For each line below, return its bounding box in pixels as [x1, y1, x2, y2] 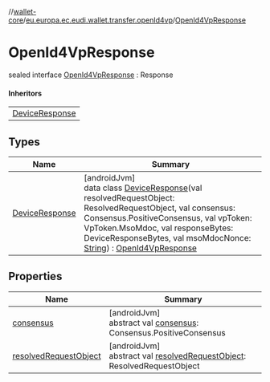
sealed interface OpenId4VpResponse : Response [8, 70, 174, 79]
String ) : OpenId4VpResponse [84, 242, 197, 254]
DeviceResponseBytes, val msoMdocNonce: [84, 232, 252, 243]
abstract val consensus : [108, 317, 199, 328]
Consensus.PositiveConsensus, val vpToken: [84, 212, 252, 223]
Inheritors [8, 88, 43, 98]
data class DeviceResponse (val [84, 182, 202, 193]
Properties [8, 270, 63, 283]
